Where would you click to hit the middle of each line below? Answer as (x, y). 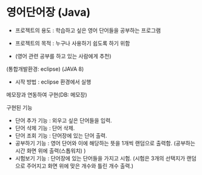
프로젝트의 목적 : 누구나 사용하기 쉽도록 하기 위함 (72, 43)
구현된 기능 (19, 107)
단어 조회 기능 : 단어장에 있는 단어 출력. (61, 135)
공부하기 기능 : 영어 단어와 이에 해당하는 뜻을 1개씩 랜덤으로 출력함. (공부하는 (105, 143)
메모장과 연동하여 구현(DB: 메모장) (47, 94)
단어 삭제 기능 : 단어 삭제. (45, 128)
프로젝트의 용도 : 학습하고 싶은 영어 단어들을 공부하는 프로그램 (88, 30)
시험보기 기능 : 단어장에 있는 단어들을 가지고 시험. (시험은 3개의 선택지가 (100, 158)
